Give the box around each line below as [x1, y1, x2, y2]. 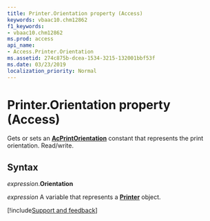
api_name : [7, 42, 36, 49]
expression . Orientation [7, 180, 74, 188]
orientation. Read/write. [7, 141, 74, 150]
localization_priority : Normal [7, 67, 97, 74]
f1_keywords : [7, 23, 45, 30]
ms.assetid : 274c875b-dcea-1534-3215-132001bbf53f [7, 55, 156, 62]
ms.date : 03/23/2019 [7, 61, 67, 68]
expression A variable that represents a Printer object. [7, 193, 161, 201]
